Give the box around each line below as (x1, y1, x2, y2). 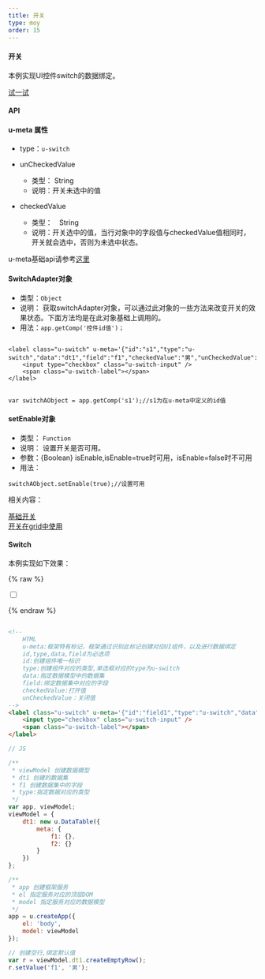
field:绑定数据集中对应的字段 (22, 679, 109, 687)
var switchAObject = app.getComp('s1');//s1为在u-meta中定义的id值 (8, 396, 226, 405)
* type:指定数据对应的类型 (11, 788, 90, 797)
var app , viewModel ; (8, 803, 77, 811)
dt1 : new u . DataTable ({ (22, 817, 101, 825)
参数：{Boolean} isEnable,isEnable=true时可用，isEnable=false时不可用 (19, 453, 252, 462)
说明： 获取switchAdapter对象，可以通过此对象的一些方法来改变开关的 (19, 303, 249, 312)
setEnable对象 (8, 414, 56, 424)
